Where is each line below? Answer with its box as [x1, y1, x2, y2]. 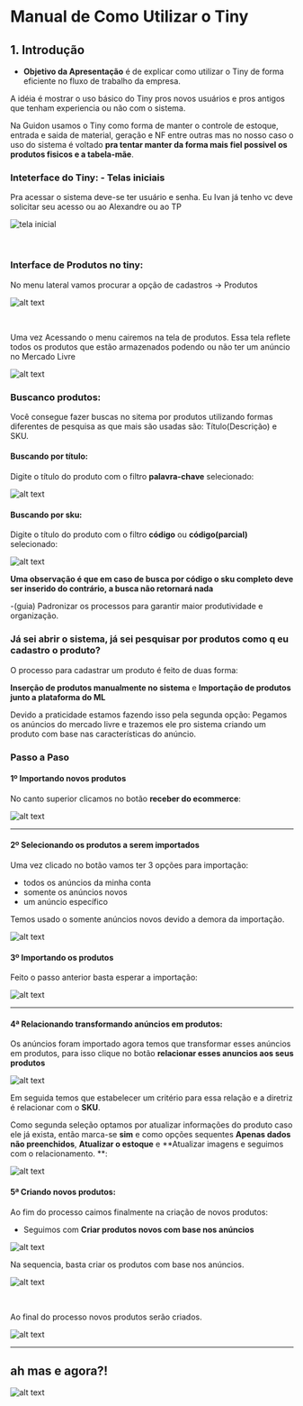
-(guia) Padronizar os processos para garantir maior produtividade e [10, 601, 263, 612]
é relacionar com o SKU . [10, 1102, 102, 1113]
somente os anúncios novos [22, 886, 129, 898]
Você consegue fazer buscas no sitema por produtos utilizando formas [10, 411, 273, 422]
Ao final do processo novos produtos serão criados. [10, 1311, 202, 1322]
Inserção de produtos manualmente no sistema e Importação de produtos [10, 682, 291, 693]
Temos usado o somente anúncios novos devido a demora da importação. [10, 913, 285, 925]
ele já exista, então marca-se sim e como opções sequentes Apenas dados [10, 1129, 291, 1140]
